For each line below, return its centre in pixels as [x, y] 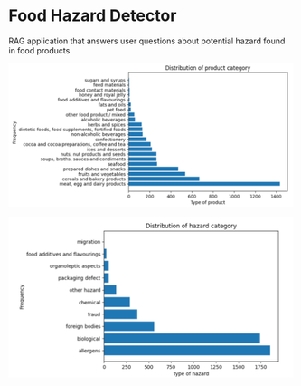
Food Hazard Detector [93, 16]
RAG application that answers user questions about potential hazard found [147, 41]
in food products [39, 50]
